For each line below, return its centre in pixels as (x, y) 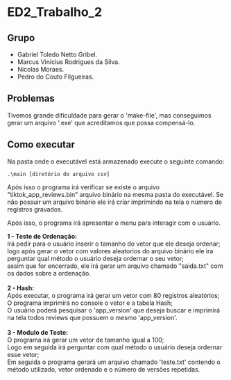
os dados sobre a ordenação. (49, 273)
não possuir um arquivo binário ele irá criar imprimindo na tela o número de (114, 202)
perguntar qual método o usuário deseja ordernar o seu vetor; (95, 258)
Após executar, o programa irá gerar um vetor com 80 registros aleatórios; (113, 295)
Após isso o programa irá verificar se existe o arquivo (84, 187)
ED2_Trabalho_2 (55, 12)
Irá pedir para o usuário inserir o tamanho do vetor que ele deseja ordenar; (114, 244)
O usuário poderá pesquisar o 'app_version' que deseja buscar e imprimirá (114, 310)
